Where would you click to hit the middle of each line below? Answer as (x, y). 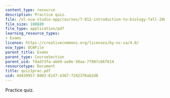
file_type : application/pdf (35, 29)
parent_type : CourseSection (35, 57)
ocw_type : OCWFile (25, 47)
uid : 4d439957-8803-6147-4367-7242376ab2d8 (52, 76)
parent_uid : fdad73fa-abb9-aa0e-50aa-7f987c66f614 (60, 62)
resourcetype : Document (30, 66)
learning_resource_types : (32, 33)
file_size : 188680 (25, 24)
